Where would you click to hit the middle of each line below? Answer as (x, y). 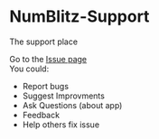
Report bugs (46, 86)
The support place (44, 42)
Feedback (41, 115)
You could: (29, 69)
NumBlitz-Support (79, 17)
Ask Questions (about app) (72, 105)
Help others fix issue (61, 125)
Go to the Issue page (48, 59)
